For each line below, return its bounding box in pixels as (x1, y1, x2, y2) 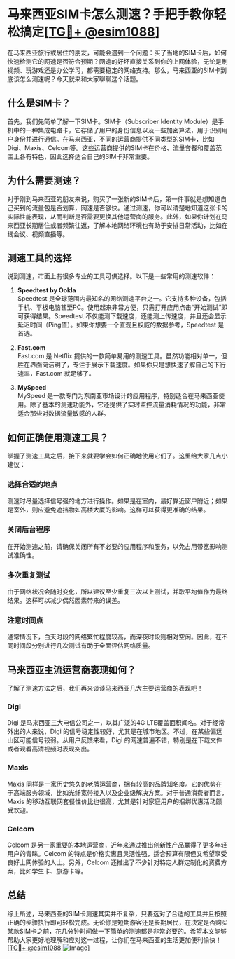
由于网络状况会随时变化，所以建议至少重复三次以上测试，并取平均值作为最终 (7, 587, 228, 596)
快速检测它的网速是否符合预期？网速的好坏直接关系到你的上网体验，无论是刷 (7, 57, 228, 65)
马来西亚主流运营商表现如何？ (7, 664, 136, 676)
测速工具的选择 (7, 252, 72, 264)
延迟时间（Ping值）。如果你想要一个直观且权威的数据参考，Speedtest (17, 320, 217, 329)
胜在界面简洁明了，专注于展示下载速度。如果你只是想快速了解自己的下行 (17, 360, 226, 369)
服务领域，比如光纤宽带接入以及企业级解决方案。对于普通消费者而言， (25, 788, 228, 796)
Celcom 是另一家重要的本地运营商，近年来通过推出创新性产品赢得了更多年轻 (7, 841, 227, 849)
